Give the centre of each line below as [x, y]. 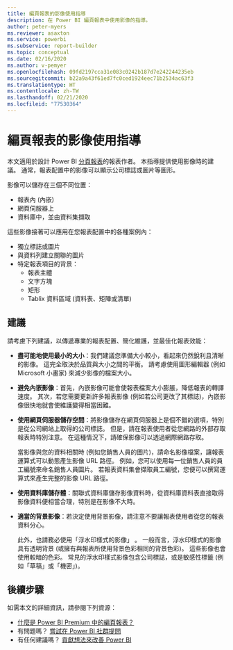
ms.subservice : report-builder [52, 46]
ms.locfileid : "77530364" [44, 104]
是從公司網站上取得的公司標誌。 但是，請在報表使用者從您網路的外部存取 [121, 428]
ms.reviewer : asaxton [38, 33]
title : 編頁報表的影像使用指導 [46, 14]
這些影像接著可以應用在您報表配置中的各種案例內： [80, 231]
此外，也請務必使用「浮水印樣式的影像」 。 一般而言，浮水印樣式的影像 [119, 539]
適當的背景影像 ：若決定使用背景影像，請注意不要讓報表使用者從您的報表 [120, 516]
